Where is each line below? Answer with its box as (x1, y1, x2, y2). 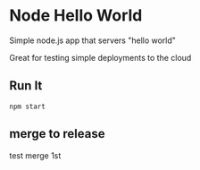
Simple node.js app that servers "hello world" (9, 35, 177, 46)
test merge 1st (9, 149, 62, 161)
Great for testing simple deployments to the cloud (9, 52, 192, 63)
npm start (9, 102, 46, 111)
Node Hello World (9, 5, 143, 26)
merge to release (9, 126, 105, 141)
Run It (9, 78, 43, 94)
